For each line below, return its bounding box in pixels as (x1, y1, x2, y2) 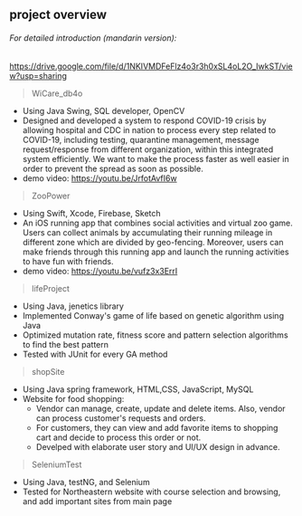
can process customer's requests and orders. (35, 412, 206, 424)
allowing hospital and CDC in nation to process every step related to (22, 124, 277, 135)
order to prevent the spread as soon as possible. (22, 163, 203, 174)
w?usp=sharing (9, 70, 68, 81)
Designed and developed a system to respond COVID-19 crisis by (22, 115, 267, 126)
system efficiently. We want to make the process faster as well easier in (22, 153, 289, 164)
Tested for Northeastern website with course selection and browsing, (22, 486, 281, 497)
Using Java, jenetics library (22, 301, 125, 311)
